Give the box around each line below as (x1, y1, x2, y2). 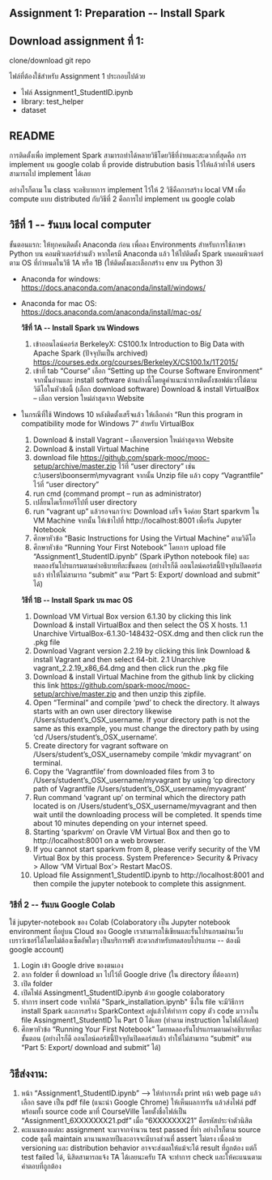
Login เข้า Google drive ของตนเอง (20, 961, 124, 971)
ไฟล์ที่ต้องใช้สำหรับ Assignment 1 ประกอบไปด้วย (9, 71, 146, 81)
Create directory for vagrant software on (32, 740, 168, 750)
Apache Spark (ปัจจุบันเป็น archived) (32, 348, 148, 358)
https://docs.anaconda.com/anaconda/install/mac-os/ (20, 307, 202, 317)
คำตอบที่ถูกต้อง (20, 1161, 62, 1171)
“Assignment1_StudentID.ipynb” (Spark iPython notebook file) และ (32, 551, 250, 561)
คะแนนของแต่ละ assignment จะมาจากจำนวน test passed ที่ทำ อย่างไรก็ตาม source (20, 1124, 261, 1135)
